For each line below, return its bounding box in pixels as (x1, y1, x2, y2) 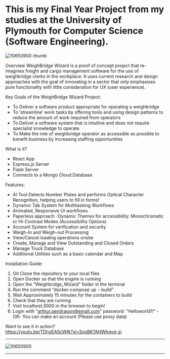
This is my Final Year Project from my (5, 4, 164, 15)
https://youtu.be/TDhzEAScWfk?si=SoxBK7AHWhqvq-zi (5, 329, 122, 335)
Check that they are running (12, 297, 71, 303)
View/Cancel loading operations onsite (12, 234, 94, 240)
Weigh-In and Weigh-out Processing (12, 229, 89, 235)
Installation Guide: (5, 260, 43, 267)
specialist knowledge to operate (12, 125, 79, 131)
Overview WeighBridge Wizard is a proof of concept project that (5, 62, 139, 68)
